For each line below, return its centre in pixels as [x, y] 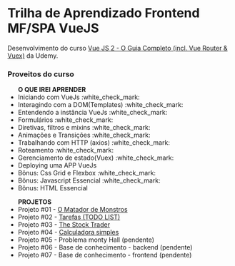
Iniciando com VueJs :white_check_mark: [79, 97]
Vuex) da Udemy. [33, 56]
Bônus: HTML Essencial [52, 188]
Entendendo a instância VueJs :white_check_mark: [92, 113]
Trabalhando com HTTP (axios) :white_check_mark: [94, 143]
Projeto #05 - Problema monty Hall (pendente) [86, 240]
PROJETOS [35, 202]
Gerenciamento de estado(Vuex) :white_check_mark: [96, 158]
